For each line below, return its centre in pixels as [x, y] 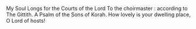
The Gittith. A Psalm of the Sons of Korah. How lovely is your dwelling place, [99, 14]
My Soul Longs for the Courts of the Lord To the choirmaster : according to [97, 8]
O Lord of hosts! [26, 21]
